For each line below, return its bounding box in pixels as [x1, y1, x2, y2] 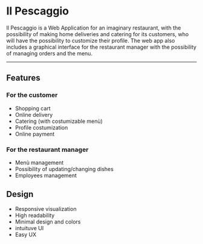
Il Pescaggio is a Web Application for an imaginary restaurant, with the [6, 24, 181, 31]
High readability [14, 211, 55, 219]
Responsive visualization [14, 205, 77, 212]
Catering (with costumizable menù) [14, 117, 103, 125]
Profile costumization [14, 124, 68, 131]
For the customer [6, 91, 58, 99]
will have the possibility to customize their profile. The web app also [6, 37, 175, 44]
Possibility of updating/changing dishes [14, 165, 114, 172]
